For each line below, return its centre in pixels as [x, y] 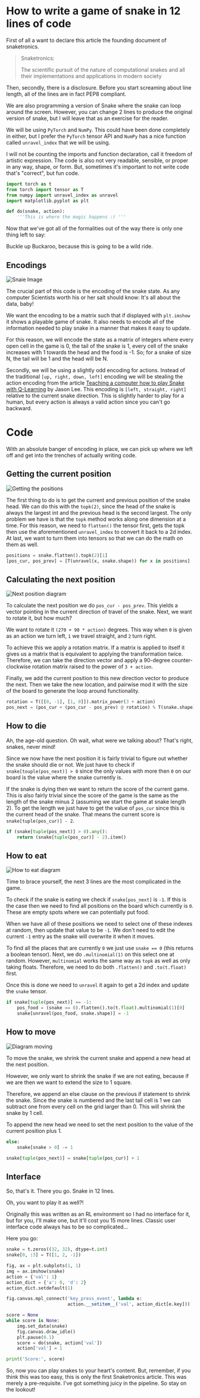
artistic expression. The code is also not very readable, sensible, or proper [97, 160]
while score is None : [33, 1321]
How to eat [27, 856]
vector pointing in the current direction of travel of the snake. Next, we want [99, 612]
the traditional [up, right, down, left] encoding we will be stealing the [95, 377]
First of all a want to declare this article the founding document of [86, 40]
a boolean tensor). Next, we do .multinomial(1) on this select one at [90, 954]
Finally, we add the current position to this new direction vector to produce [98, 678]
